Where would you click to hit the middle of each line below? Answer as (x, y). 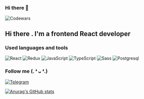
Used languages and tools (37, 47)
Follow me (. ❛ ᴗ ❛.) (26, 71)
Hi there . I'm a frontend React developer (68, 34)
